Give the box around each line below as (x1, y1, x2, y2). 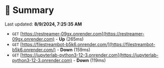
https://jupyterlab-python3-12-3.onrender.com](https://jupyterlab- (22, 52, 159, 58)
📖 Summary (5, 4, 54, 16)
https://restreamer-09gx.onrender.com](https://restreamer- (22, 30, 145, 36)
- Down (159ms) (57, 46, 91, 52)
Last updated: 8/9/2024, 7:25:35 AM (5, 21, 82, 27)
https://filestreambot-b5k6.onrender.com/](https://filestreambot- (22, 41, 155, 47)
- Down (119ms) (73, 57, 106, 63)
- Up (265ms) (55, 36, 84, 42)
